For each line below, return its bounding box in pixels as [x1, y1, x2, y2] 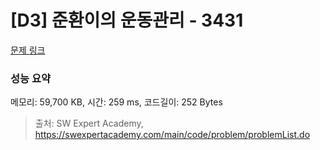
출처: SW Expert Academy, [34, 117, 144, 130]
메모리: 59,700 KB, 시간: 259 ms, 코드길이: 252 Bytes [10, 96, 223, 108]
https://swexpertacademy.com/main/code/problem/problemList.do [34, 129, 311, 141]
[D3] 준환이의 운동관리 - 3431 [10, 9, 244, 32]
